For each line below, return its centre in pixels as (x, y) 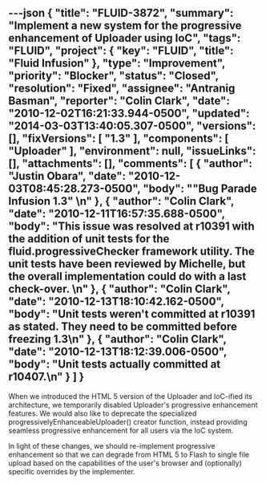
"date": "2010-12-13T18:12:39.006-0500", (117, 352)
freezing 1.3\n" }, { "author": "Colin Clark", (117, 339)
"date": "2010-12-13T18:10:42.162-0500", (116, 301)
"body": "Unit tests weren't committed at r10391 (132, 314)
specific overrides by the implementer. (72, 471)
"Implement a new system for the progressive (125, 26)
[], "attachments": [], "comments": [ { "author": (130, 164)
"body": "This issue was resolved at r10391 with (131, 227)
